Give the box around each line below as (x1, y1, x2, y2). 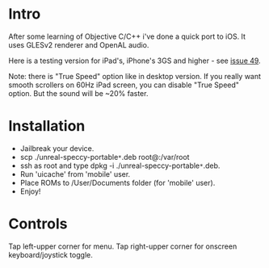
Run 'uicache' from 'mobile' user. (19, 169, 131, 178)
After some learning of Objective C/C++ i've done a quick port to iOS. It (8, 31, 246, 41)
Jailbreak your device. (19, 143, 95, 153)
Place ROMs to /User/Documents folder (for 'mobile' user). (19, 178, 216, 187)
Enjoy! (19, 186, 41, 196)
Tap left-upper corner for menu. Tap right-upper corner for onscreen (8, 241, 237, 251)
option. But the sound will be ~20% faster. (8, 88, 149, 98)
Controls (8, 215, 68, 233)
